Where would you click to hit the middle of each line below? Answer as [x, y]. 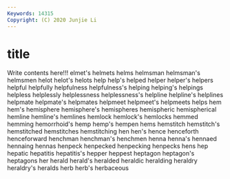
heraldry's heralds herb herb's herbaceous [68, 168]
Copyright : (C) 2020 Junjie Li [52, 20]
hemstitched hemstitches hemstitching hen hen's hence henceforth [103, 131]
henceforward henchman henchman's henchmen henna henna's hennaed [112, 139]
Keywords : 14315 [30, 13]
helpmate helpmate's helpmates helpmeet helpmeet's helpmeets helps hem [114, 102]
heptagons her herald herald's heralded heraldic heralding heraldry [102, 161]
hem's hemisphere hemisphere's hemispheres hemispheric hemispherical [112, 109]
